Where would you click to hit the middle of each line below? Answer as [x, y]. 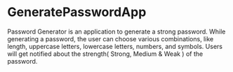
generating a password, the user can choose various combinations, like [111, 38]
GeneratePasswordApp [77, 12]
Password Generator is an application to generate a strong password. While [116, 31]
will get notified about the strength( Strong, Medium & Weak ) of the [105, 54]
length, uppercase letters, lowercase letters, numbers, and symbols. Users [115, 46]
